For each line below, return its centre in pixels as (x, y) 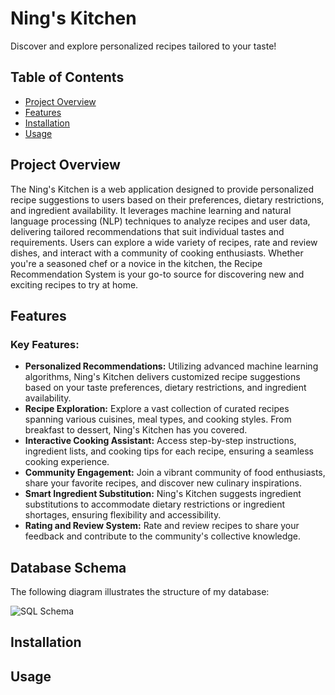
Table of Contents (67, 77)
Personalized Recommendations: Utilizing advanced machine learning (171, 366)
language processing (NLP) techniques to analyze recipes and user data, (160, 221)
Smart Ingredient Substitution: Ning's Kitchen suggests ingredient (163, 494)
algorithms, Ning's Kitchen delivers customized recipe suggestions (162, 377)
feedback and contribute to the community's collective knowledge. (163, 536)
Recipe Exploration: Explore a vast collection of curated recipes (157, 409)
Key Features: (45, 344)
